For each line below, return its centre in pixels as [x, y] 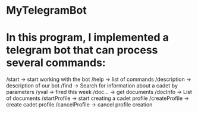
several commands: [56, 63]
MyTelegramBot [47, 10]
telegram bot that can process [82, 50]
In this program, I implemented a [88, 38]
